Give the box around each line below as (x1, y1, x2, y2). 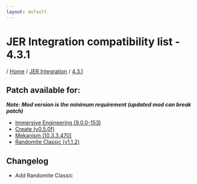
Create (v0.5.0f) (14, 125, 55, 133)
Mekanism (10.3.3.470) (14, 132, 72, 139)
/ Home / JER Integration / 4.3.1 (6, 68, 83, 75)
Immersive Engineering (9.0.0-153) (14, 119, 101, 127)
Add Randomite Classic (14, 172, 73, 179)
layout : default (6, 8, 47, 15)
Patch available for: (6, 85, 81, 95)
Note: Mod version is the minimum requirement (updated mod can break (6, 101, 192, 109)
